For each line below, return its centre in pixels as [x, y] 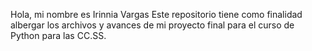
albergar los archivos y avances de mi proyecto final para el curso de [152, 25]
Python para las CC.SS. [58, 35]
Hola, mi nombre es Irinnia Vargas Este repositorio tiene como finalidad [156, 14]
